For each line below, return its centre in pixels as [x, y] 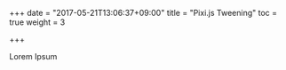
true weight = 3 [37, 22]
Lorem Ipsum [33, 56]
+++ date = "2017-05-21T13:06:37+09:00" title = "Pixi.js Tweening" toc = [143, 13]
